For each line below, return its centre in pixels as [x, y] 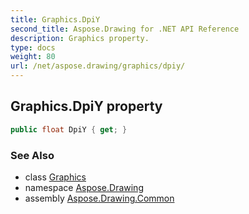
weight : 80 [33, 57]
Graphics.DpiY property [86, 106]
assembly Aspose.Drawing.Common [99, 198]
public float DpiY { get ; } [69, 129]
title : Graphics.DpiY [55, 19]
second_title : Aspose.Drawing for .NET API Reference [125, 29]
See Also [32, 155]
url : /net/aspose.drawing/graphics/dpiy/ [98, 66]
